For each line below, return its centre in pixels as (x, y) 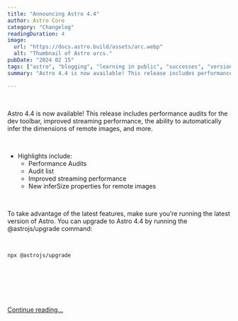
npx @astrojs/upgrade (39, 255)
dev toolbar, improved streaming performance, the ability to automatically (114, 120)
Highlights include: (45, 156)
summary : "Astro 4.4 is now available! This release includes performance (120, 73)
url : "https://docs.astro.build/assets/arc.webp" (88, 47)
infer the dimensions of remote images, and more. (80, 128)
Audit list (41, 171)
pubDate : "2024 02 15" (41, 60)
